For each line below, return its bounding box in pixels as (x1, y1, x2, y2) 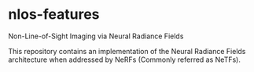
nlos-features (8, 5, 100, 23)
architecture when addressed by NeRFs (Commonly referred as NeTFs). (8, 55, 241, 64)
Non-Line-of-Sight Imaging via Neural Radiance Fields (8, 31, 184, 41)
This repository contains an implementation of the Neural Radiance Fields (8, 46, 246, 56)
